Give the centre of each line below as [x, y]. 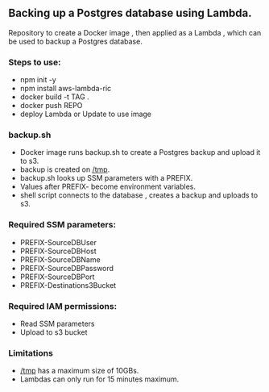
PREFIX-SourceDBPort [57, 277]
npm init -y [38, 80]
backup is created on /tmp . [65, 169]
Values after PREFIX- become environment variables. [108, 187]
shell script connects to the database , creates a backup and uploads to [139, 195]
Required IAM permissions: [63, 306]
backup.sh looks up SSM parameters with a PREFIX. [106, 178]
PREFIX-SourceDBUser [58, 242]
